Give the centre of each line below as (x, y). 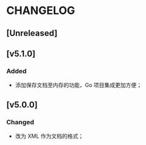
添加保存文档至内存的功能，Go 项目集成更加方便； (78, 85)
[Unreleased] (32, 33)
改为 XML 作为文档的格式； (49, 136)
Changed (20, 122)
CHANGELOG (41, 11)
